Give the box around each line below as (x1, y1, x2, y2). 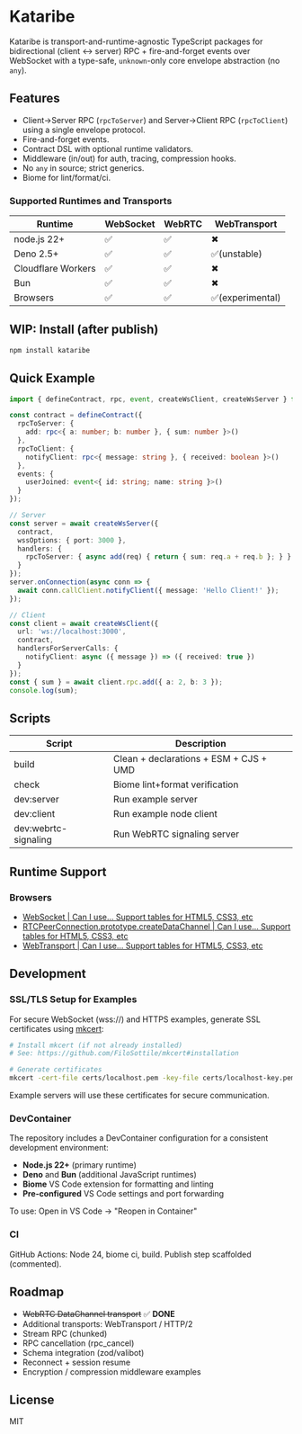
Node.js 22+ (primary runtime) (22, 1160, 137, 1170)
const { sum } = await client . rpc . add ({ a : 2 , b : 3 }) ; (9, 677, 223, 686)
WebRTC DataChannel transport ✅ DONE (22, 1308, 175, 1319)
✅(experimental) (210, 291, 281, 304)
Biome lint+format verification (113, 778, 239, 791)
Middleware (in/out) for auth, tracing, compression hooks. (22, 153, 236, 164)
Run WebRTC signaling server (113, 828, 240, 840)
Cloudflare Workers (13, 263, 96, 275)
